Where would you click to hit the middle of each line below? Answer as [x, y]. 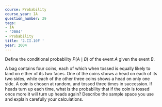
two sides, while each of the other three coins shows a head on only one [78, 79]
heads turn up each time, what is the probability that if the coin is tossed [77, 89]
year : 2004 [16, 45]
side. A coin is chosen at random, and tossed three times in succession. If [79, 84]
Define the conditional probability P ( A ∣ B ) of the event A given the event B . [80, 59]
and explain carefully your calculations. [44, 99]
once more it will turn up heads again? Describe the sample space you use [80, 94]
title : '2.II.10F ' [25, 41]
